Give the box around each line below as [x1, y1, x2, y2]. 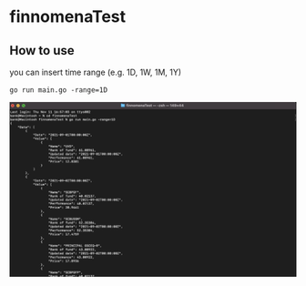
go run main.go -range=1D [9, 86, 107, 95]
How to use [9, 43, 75, 58]
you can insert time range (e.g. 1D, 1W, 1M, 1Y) [9, 66, 182, 77]
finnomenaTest [9, 6, 127, 27]
